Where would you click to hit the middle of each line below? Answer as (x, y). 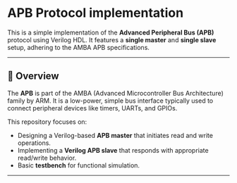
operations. (34, 143)
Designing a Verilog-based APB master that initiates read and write (115, 135)
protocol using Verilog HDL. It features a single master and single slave (112, 39)
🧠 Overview (33, 76)
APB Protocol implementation (96, 13)
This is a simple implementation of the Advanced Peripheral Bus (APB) (111, 32)
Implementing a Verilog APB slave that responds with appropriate (113, 150)
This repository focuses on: (47, 122)
